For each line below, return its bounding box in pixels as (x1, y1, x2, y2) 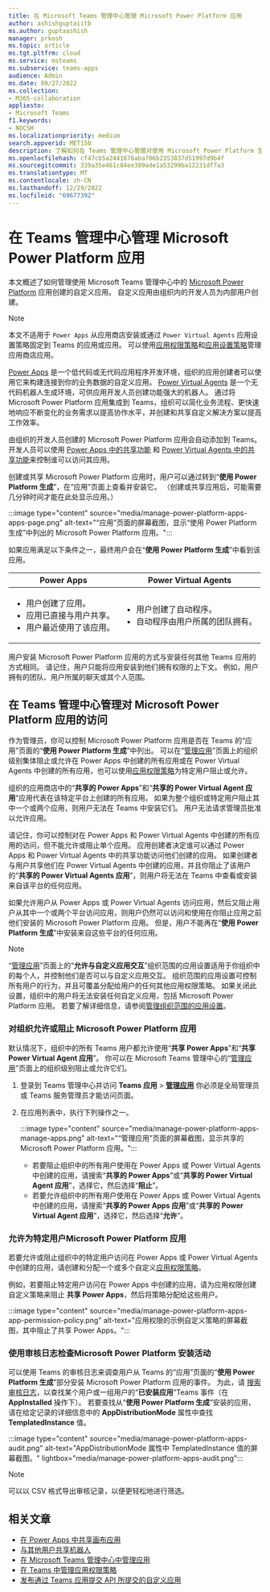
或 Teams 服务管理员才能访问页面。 (19, 1090, 138, 1100)
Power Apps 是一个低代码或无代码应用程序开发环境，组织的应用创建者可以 (8, 367, 255, 377)
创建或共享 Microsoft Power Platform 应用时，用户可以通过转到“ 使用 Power (8, 472, 257, 482)
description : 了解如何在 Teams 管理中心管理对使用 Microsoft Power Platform (8, 147, 255, 155)
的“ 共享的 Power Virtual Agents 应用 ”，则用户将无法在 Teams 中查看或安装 (8, 870, 258, 880)
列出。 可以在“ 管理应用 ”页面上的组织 (136, 746, 258, 755)
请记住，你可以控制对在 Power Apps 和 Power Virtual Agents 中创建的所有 (8, 830, 253, 840)
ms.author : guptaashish (8, 27, 88, 35)
